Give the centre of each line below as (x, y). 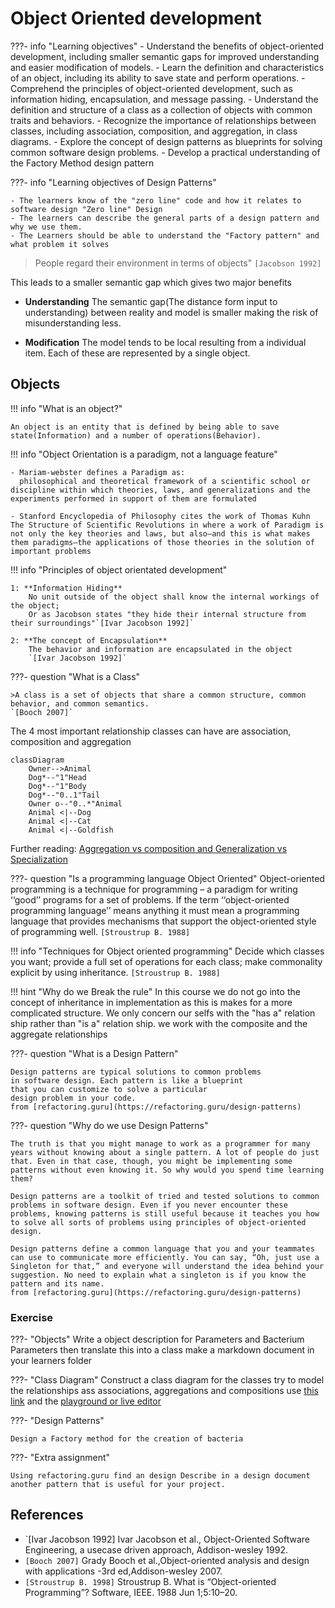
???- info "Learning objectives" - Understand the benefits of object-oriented (167, 46)
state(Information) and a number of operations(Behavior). (136, 435)
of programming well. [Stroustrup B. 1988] (100, 931)
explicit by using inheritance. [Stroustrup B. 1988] (115, 972)
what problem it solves (60, 244)
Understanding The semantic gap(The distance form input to (151, 301)
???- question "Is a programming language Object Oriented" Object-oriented (167, 878)
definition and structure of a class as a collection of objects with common (161, 109)
